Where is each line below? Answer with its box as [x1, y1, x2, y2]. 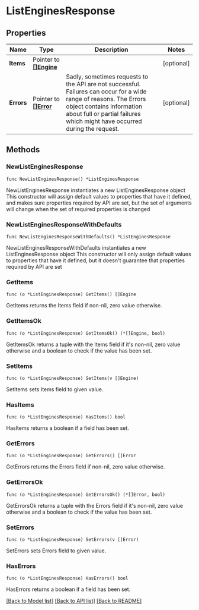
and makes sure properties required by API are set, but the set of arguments [6, 199, 192, 206]
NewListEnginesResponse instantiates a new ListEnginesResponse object [6, 186, 185, 194]
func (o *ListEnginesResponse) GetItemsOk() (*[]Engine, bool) [6, 330, 166, 337]
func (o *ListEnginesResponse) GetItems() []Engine [6, 291, 136, 298]
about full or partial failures [66, 110, 141, 118]
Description [94, 46, 129, 54]
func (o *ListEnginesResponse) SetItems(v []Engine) [6, 375, 139, 381]
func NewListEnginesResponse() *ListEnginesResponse [6, 176, 139, 182]
